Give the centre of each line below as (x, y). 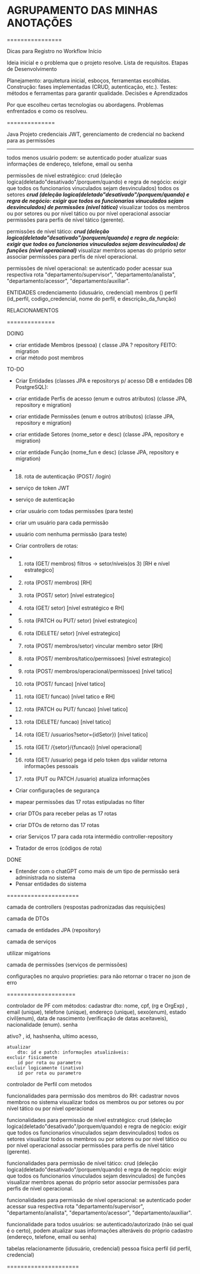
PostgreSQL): (32, 387)
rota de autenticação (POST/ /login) (68, 476)
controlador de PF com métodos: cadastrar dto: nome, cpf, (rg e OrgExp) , (97, 1005)
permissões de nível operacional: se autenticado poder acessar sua (90, 268)
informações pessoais (51, 766)
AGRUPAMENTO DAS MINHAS (82, 10)
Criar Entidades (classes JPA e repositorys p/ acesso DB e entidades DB (104, 380)
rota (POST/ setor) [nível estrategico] (69, 595)
